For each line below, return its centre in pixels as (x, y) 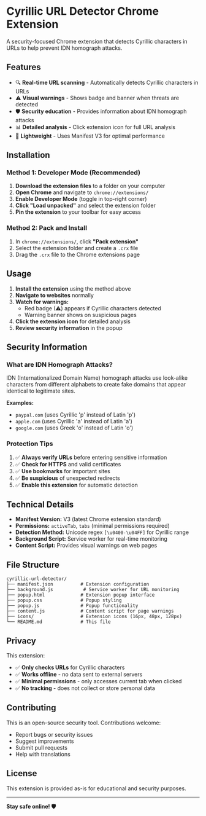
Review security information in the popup (69, 328)
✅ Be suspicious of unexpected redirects (68, 478)
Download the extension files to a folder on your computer (90, 186)
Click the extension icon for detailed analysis (73, 321)
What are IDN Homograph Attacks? (60, 364)
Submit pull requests (41, 747)
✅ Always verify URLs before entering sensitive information (91, 457)
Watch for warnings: (42, 302)
